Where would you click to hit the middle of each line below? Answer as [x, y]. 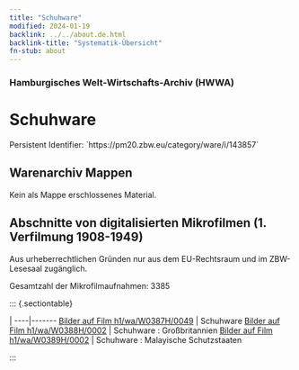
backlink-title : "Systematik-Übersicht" [86, 43]
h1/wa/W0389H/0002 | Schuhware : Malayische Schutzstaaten [126, 339]
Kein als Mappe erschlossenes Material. [83, 194]
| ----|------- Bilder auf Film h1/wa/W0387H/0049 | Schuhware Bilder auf [145, 320]
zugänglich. [66, 268]
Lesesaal [26, 268]
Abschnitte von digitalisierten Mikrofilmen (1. [138, 223]
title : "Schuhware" [46, 18]
